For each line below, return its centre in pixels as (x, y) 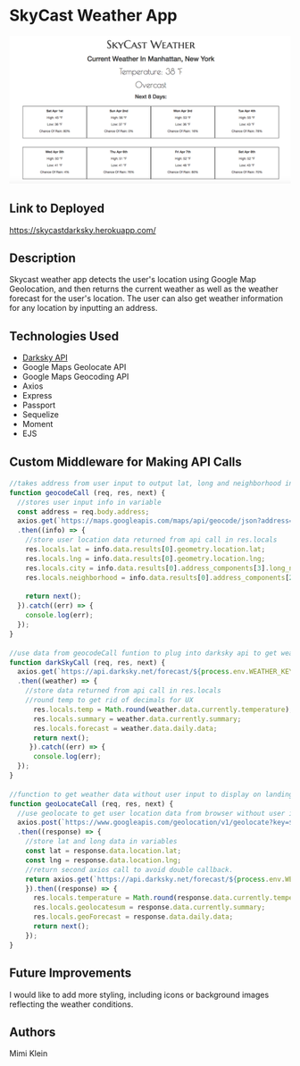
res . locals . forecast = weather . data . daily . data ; (125, 728)
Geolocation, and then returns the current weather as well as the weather (144, 289)
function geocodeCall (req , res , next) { (87, 492)
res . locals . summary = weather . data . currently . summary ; (137, 719)
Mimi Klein (29, 1053)
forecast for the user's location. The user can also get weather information (146, 298)
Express (37, 396)
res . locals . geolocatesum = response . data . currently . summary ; (149, 908)
